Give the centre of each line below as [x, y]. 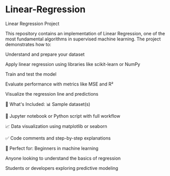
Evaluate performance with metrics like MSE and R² [59, 84]
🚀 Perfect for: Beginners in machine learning [52, 148]
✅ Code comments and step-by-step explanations [58, 138]
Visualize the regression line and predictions [52, 94]
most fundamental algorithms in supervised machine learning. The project [83, 39]
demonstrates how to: [28, 44]
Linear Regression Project [32, 24]
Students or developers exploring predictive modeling [62, 168]
